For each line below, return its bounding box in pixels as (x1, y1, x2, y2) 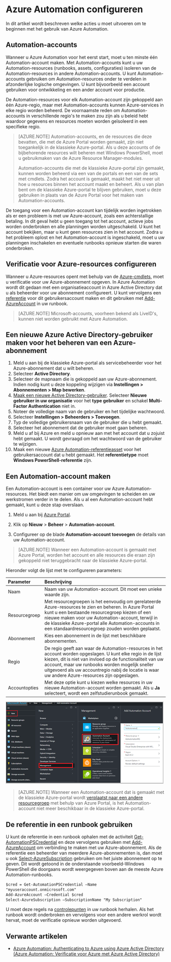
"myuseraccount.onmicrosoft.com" (6, 887, 77, 892)
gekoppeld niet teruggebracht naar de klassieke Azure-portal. (18, 558, 148, 564)
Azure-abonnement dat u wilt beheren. (13, 365, 94, 371)
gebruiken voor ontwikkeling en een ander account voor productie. (6, 87, 146, 93)
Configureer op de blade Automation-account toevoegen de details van (13, 531, 165, 538)
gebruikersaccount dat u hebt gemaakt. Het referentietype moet (13, 452, 149, 458)
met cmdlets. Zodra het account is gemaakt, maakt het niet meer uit (18, 176, 160, 182)
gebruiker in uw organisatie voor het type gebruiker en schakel (13, 398, 148, 404)
